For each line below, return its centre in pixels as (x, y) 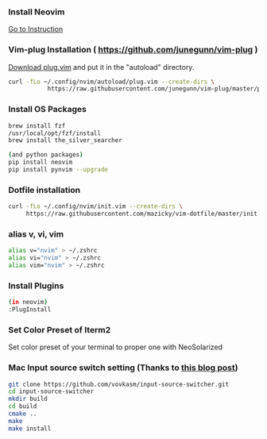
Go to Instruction (36, 29)
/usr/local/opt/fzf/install (55, 133)
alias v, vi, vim (36, 234)
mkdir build (28, 399)
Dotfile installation (44, 190)
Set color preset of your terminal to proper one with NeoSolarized (116, 347)
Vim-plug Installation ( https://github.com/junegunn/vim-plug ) (133, 50)
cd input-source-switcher (51, 391)
